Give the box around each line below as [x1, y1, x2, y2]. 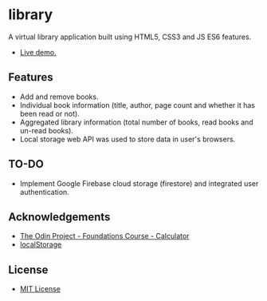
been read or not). [19, 109, 80, 118]
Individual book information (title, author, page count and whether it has [19, 100, 255, 109]
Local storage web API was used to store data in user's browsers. [19, 134, 236, 144]
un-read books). [19, 125, 74, 135]
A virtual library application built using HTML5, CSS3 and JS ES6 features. [8, 32, 252, 42]
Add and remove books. [19, 92, 99, 101]
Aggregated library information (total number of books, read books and [19, 117, 253, 127]
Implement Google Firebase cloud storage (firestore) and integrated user [19, 178, 259, 188]
